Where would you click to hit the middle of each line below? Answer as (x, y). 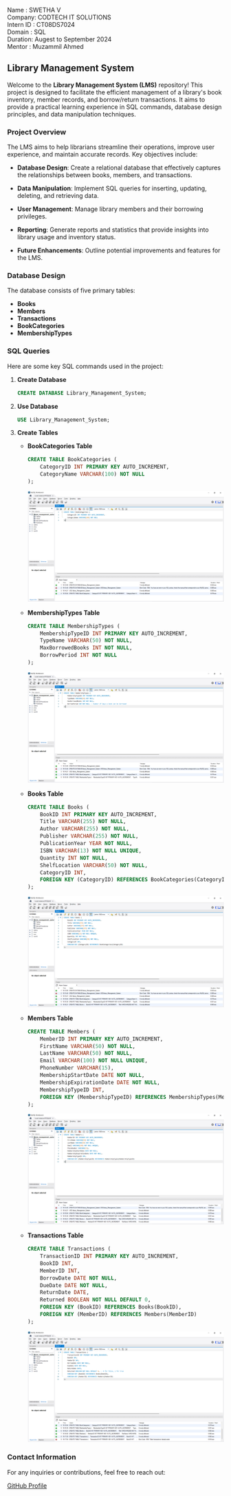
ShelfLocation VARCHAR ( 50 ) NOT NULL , (94, 865)
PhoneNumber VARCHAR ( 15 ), (77, 1068)
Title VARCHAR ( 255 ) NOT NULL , (83, 822)
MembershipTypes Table (64, 612)
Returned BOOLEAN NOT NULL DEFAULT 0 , (96, 1300)
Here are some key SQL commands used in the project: (85, 366)
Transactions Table (55, 1235)
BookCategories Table (60, 446)
